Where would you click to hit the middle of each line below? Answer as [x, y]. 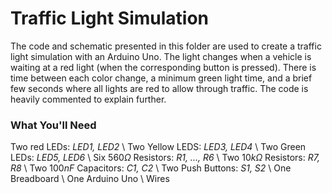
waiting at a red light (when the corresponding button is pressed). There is [163, 67]
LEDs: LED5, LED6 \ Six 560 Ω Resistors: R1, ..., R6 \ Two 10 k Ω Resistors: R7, [165, 158]
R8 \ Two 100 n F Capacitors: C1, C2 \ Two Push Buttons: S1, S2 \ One [151, 168]
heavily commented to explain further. [88, 99]
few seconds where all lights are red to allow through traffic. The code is [159, 88]
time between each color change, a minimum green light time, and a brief [161, 78]
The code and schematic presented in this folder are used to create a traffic [166, 46]
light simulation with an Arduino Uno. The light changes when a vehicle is [161, 56]
